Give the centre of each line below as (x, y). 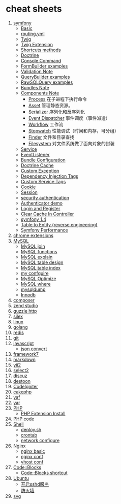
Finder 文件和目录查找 (51, 137)
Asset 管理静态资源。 (51, 105)
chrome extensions (33, 235)
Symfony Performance (44, 230)
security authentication (45, 197)
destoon (22, 381)
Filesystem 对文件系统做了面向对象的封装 (71, 143)
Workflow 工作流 (46, 124)
